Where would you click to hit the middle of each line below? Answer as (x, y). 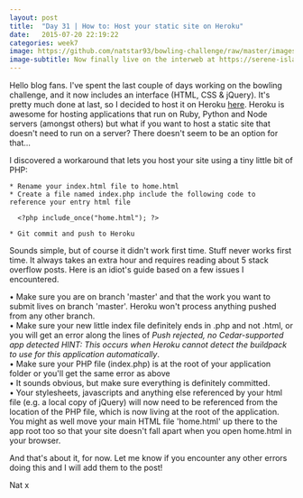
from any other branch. (52, 316)
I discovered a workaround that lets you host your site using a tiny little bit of (151, 160)
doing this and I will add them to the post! (86, 467)
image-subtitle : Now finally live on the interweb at (113, 60)
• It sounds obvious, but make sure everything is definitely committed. (140, 383)
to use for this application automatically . (85, 354)
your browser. (35, 440)
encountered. (34, 279)
